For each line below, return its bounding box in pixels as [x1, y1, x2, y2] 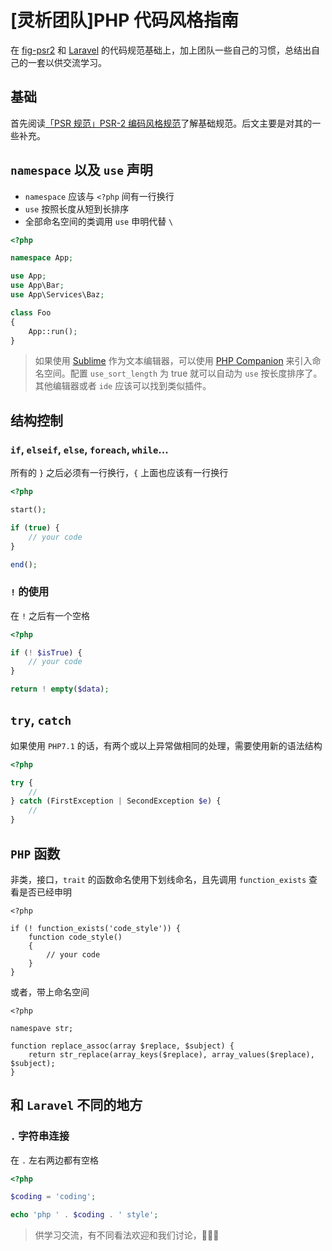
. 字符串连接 [10, 1129, 70, 1143]
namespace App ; [10, 253, 74, 263]
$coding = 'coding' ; [10, 1192, 97, 1202]
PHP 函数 [10, 845, 61, 862]
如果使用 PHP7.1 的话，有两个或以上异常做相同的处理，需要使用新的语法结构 [10, 739, 323, 751]
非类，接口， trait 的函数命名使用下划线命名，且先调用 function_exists [10, 873, 307, 885]
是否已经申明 [18, 886, 72, 898]
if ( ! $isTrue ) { [10, 647, 83, 658]
